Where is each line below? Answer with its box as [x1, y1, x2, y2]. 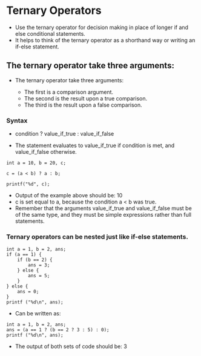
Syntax [6, 116, 28, 125]
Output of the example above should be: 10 [15, 192, 123, 199]
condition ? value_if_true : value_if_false [15, 130, 114, 137]
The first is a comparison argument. [24, 88, 114, 96]
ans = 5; [28, 273, 50, 279]
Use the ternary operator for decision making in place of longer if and [15, 24, 189, 31]
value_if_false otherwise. [15, 148, 77, 156]
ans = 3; [28, 262, 50, 268]
